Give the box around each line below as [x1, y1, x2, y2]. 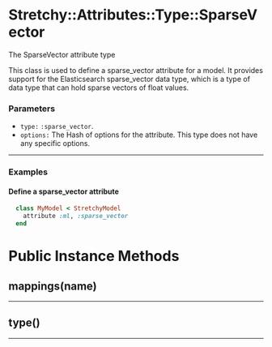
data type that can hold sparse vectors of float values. [8, 83, 189, 92]
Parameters [8, 103, 55, 114]
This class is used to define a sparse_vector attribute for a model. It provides [8, 65, 263, 75]
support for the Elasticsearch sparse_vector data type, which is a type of [8, 74, 251, 84]
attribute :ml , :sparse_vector [23, 212, 129, 221]
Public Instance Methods [8, 247, 180, 265]
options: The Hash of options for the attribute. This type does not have [19, 130, 258, 139]
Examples [8, 166, 49, 178]
